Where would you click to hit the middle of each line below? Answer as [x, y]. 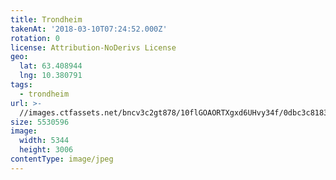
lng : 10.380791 [51, 76]
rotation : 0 [35, 38]
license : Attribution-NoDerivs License [93, 47]
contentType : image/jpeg [62, 159]
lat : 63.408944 [51, 66]
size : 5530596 [40, 122]
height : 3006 [46, 150]
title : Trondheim [46, 19]
